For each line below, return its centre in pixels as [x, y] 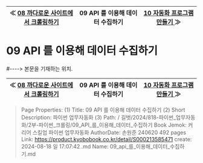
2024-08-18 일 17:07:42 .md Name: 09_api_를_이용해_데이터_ [95, 146]
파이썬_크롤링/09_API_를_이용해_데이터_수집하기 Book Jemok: [113, 125]
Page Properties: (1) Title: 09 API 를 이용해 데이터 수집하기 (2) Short [103, 110]
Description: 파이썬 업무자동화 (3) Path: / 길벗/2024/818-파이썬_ [98, 117]
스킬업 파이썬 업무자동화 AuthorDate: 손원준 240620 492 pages [109, 132]
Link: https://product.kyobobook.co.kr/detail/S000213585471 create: [106, 139]
